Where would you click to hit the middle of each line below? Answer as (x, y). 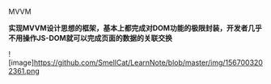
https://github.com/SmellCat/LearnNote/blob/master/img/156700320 (148, 62)
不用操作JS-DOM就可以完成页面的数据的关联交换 (90, 38)
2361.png (24, 71)
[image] (21, 62)
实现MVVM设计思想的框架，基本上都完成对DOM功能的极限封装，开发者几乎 (135, 28)
